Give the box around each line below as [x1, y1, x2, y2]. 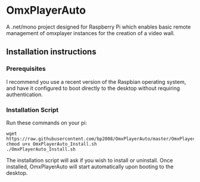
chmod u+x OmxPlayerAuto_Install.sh [6, 141, 97, 147]
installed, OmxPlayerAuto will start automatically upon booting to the [6, 163, 174, 170]
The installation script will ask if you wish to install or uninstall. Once [6, 156, 173, 164]
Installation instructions [6, 47, 96, 57]
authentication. [6, 90, 43, 98]
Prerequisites [6, 65, 46, 73]
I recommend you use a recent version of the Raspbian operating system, [6, 78, 186, 85]
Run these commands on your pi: [6, 119, 87, 126]
